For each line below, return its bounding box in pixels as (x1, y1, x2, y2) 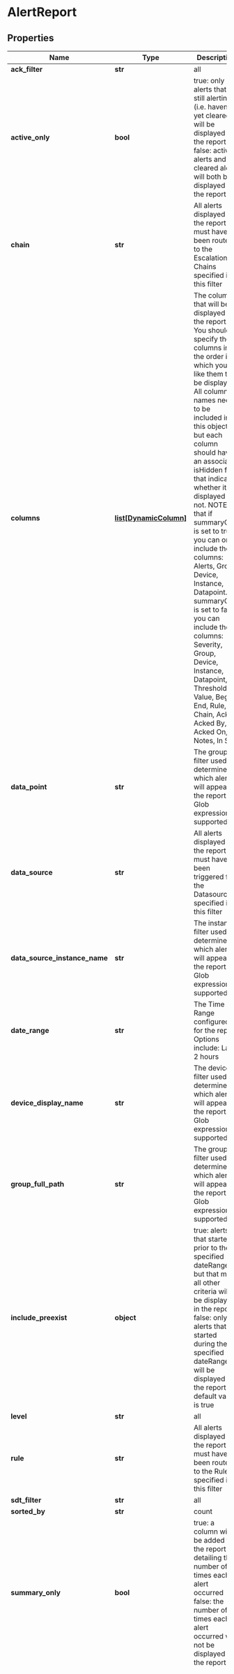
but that (194, 1269, 219, 1279)
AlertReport (7, 4, 77, 20)
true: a (194, 1518, 214, 1527)
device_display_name (10, 1098, 84, 1108)
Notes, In (194, 736, 223, 745)
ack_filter (10, 64, 43, 74)
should (194, 448, 216, 457)
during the (194, 1339, 228, 1349)
